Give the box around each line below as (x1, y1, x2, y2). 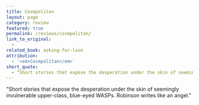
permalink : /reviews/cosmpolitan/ (6, 31, 92, 37)
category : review (6, 20, 49, 26)
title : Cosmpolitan (6, 8, 54, 15)
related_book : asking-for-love (6, 47, 84, 53)
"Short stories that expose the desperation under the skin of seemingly (6, 85, 179, 93)
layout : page (6, 14, 38, 20)
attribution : (6, 53, 38, 59)
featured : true (6, 25, 44, 31)
